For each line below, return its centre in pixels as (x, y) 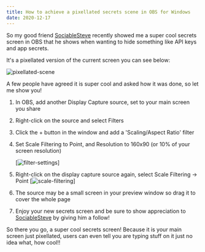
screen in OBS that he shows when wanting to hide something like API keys (102, 42)
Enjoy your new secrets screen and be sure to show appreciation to (100, 211)
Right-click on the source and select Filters (69, 120)
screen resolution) (38, 150)
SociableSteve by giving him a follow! (62, 217)
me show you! (24, 90)
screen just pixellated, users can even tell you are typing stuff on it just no (100, 235)
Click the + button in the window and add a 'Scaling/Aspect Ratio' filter (105, 132)
